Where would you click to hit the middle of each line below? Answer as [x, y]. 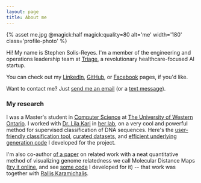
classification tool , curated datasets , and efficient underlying [102, 136]
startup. [16, 65]
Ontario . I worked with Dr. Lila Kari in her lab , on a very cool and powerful [97, 123]
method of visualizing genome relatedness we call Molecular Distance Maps [101, 160]
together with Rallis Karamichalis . [48, 173]
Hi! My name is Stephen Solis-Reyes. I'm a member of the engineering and [99, 52]
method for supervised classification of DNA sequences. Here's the [90, 130]
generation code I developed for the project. [61, 142]
